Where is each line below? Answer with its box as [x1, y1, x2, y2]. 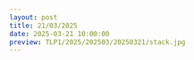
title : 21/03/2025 [9, 21, 78, 30]
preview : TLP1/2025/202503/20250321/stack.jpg [9, 37, 186, 47]
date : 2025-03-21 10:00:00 [9, 29, 110, 38]
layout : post [9, 12, 58, 22]
